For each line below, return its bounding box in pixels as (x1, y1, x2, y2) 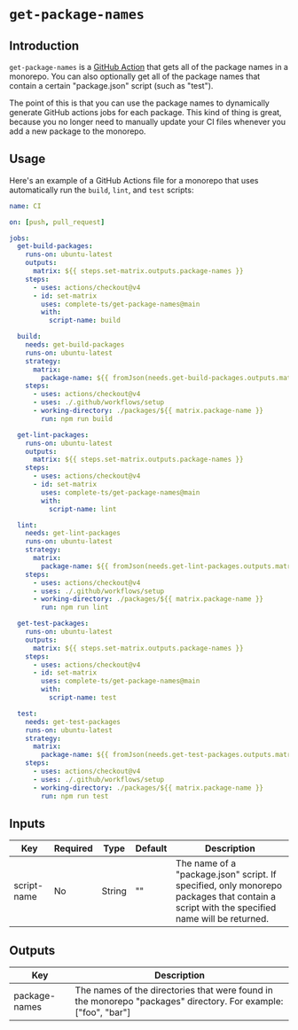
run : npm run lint (41, 603, 109, 613)
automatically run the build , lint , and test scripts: (9, 184, 194, 195)
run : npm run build (41, 414, 114, 423)
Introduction (9, 38, 80, 53)
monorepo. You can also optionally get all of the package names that (9, 71, 261, 82)
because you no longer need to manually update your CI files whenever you (9, 117, 286, 127)
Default (135, 842, 168, 854)
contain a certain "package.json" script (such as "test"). (9, 81, 214, 90)
